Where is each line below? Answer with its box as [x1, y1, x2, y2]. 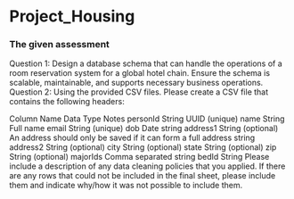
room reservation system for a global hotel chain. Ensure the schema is [9, 68, 270, 79]
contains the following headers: [9, 96, 125, 107]
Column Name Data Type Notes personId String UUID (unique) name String [9, 113, 285, 124]
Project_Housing [9, 6, 135, 27]
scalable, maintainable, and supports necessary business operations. [9, 78, 264, 88]
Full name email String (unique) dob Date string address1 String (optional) [9, 123, 279, 134]
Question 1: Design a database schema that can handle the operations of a [9, 58, 282, 69]
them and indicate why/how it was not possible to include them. [9, 180, 243, 191]
